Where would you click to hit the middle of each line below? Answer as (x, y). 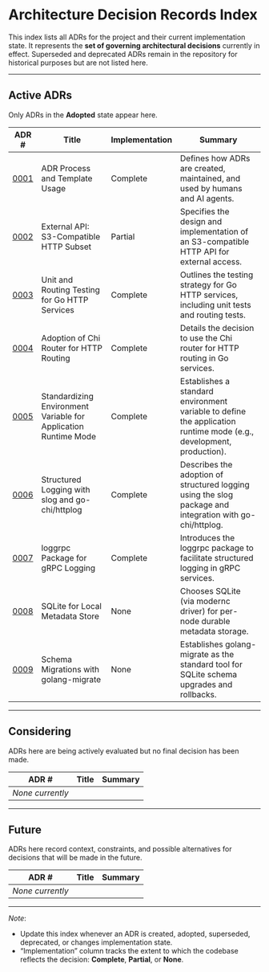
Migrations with (70, 669)
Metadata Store (70, 616)
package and (205, 504)
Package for (64, 557)
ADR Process (66, 168)
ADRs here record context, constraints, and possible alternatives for (120, 849)
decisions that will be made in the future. (75, 858)
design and (201, 221)
